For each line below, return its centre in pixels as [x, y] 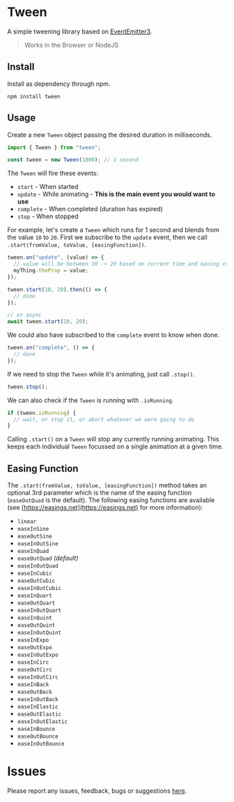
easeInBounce [36, 729]
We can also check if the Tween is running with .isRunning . [91, 400]
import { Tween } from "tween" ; [54, 147]
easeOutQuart [36, 603]
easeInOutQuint [39, 633]
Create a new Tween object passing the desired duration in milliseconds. [110, 135]
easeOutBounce [38, 736]
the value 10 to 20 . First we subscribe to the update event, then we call [107, 237]
